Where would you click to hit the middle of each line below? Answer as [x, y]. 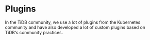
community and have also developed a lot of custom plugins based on [75, 27]
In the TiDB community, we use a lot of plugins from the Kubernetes [73, 22]
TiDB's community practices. [34, 32]
